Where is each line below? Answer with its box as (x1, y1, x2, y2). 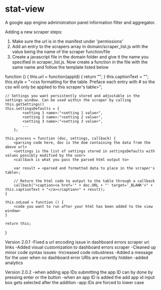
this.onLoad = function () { (5, 199, 64, 205)
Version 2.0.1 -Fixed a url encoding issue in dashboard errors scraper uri (5, 239, 149, 245)
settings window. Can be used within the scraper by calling (5, 97, 131, 103)
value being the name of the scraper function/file (12, 49, 111, 54)
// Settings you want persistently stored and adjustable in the (5, 93, 140, 98)
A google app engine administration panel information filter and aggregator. (5, 19, 156, 25)
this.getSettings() (5, 102, 45, 107)
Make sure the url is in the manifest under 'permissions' (12, 38, 124, 44)
